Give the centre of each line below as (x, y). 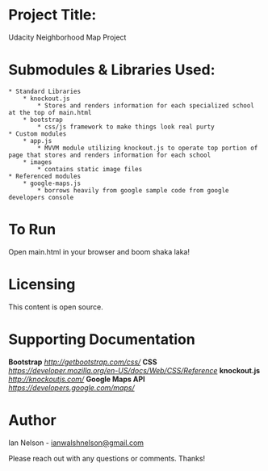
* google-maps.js (52, 183)
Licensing (42, 284)
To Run (32, 230)
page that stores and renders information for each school (110, 155)
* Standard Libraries (45, 91)
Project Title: (52, 15)
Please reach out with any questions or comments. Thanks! (107, 458)
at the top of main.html (50, 112)
